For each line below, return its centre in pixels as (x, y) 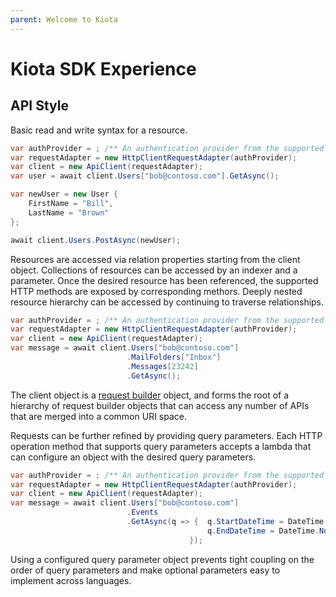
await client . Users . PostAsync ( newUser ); (96, 240)
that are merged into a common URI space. (98, 416)
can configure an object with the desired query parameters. (133, 457)
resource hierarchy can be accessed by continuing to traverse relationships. (167, 302)
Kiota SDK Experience (103, 68)
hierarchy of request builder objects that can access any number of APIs (160, 405)
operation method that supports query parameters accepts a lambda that (161, 446)
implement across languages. (71, 580)
